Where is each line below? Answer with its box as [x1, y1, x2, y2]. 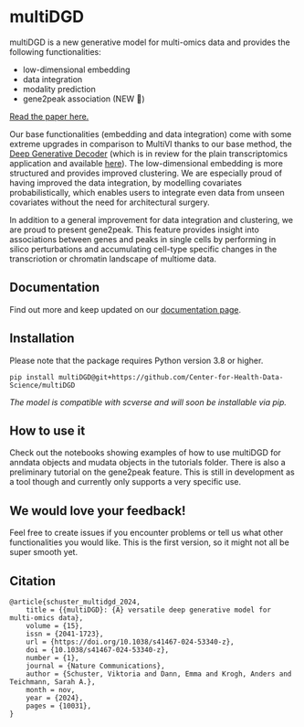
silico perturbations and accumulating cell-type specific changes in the [9, 243, 278, 254]
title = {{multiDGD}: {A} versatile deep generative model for [26, 605, 272, 615]
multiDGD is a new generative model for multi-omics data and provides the [9, 37, 290, 48]
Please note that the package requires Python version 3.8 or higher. [9, 355, 264, 366]
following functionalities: [9, 46, 102, 57]
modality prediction [22, 83, 96, 94]
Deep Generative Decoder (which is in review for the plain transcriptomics [9, 148, 288, 159]
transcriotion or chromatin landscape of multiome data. [9, 253, 217, 264]
